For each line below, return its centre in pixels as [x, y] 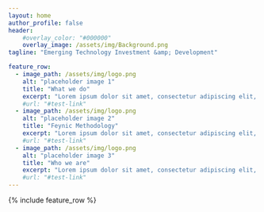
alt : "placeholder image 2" [69, 119]
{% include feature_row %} [52, 200]
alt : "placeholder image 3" [69, 156]
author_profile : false [46, 23]
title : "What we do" [56, 89]
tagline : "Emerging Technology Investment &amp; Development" [113, 52]
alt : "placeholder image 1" [69, 81]
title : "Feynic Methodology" [71, 126]
